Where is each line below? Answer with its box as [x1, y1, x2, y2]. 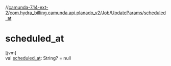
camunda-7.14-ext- [8, 5, 48, 10]
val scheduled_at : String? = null [5, 55, 71, 61]
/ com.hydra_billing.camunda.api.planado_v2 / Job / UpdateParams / [8, 10, 144, 16]
